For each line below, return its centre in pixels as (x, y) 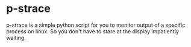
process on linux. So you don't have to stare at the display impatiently (92, 31)
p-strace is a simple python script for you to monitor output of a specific (96, 25)
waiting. (16, 37)
